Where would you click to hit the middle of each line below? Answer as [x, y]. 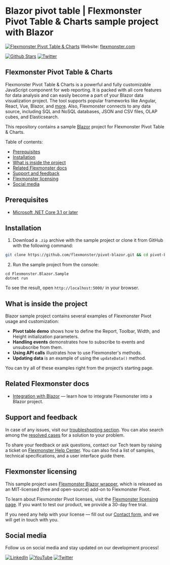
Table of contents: [24, 142]
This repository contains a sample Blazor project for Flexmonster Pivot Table [85, 126]
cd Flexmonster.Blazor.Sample [37, 274]
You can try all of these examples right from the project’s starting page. [79, 368]
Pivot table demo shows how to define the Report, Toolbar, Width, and [86, 331]
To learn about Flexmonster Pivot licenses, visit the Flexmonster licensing [82, 499]
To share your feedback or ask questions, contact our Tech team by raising [83, 445]
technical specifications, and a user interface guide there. [65, 455]
